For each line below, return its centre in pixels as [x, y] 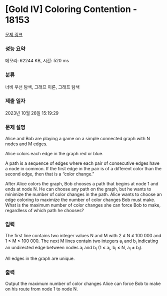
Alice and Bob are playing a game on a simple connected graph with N [77, 139]
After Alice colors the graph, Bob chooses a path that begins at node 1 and [82, 184]
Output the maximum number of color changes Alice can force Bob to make [83, 284]
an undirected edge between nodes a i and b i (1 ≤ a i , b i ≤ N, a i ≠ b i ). [74, 248]
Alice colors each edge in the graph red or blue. [54, 154]
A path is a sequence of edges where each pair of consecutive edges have [82, 163]
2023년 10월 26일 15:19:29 [32, 113]
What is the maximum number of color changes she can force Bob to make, [83, 205]
